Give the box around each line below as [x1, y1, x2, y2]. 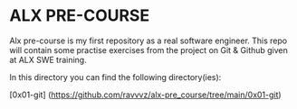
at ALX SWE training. [9, 54, 88, 65]
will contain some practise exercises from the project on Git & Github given [9, 44, 288, 55]
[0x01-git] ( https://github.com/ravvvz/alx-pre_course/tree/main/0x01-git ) [9, 89, 283, 100]
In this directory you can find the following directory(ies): [9, 71, 222, 82]
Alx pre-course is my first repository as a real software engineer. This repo [9, 35, 288, 46]
